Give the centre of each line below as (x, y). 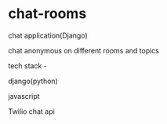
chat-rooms (47, 14)
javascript (24, 96)
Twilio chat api (31, 111)
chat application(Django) (48, 35)
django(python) (33, 81)
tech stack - (27, 66)
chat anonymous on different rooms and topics (83, 50)
